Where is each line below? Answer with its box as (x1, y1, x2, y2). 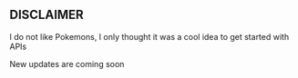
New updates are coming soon (9, 58, 125, 69)
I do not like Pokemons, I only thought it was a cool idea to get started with (9, 31, 290, 42)
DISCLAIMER (9, 7, 84, 23)
